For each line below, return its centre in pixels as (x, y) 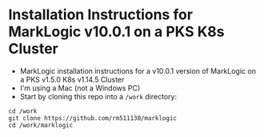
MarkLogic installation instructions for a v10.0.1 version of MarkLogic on (138, 71)
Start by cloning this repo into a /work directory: (98, 96)
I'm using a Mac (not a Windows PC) (80, 88)
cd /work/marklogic (41, 125)
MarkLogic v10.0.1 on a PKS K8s (116, 32)
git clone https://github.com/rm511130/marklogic (93, 118)
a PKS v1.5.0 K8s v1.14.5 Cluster (72, 79)
